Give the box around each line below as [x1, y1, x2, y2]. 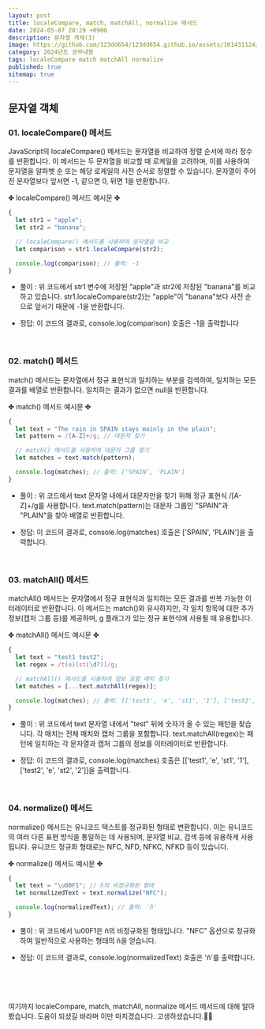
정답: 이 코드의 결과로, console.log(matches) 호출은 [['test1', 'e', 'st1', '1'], [19, 756, 249, 765]
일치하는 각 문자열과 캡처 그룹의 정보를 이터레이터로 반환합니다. [34, 739, 229, 748]
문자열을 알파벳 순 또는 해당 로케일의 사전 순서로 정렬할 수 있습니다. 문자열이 [8, 167, 242, 176]
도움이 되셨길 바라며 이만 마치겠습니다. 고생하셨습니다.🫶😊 [37, 1011, 213, 1020]
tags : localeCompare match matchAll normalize [8, 56, 164, 64]
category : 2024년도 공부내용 [8, 48, 95, 56]
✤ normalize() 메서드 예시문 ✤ [8, 858, 103, 868]
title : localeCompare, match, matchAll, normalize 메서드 [8, 19, 198, 27]
